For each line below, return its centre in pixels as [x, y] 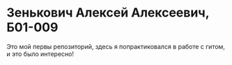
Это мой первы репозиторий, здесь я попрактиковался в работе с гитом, [116, 46]
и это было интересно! [40, 54]
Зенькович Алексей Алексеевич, [108, 13]
